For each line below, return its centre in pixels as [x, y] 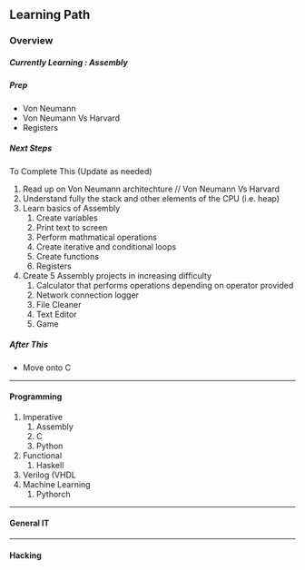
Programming [36, 397]
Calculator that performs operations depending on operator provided [165, 285]
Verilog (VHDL [49, 475]
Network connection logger [87, 295]
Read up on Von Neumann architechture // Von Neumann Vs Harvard [151, 189]
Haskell [50, 465]
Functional [42, 455]
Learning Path [50, 15]
